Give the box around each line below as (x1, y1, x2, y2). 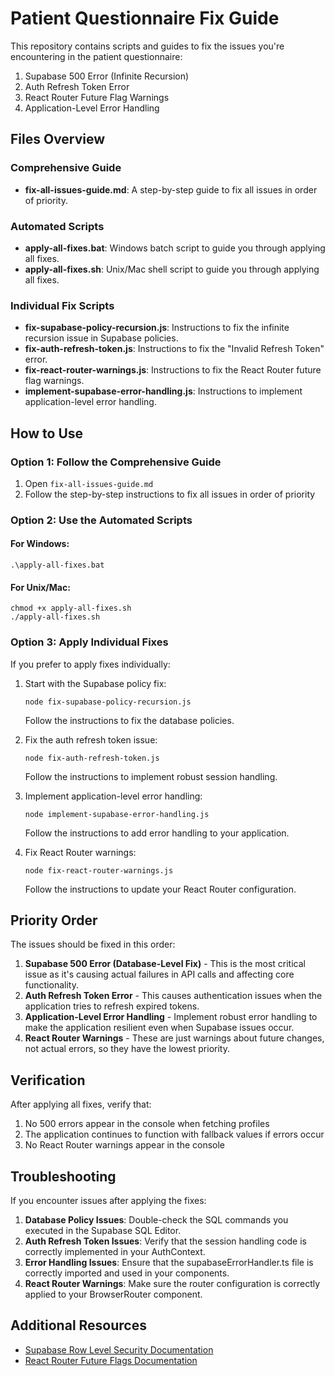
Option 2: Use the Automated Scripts (10, 513, 193, 527)
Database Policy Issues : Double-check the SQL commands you (24, 1213, 289, 1226)
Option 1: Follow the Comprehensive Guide (10, 455, 222, 469)
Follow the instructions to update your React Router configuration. (24, 883, 297, 895)
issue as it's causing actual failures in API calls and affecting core (24, 968, 295, 981)
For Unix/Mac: (10, 581, 71, 593)
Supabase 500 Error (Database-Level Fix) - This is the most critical (24, 958, 306, 970)
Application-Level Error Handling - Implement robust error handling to (24, 1011, 318, 1023)
